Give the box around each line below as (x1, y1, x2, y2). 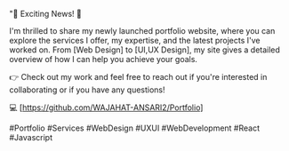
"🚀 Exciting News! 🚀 (9, 9, 82, 19)
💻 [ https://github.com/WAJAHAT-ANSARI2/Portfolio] (9, 102, 204, 113)
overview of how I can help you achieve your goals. (9, 54, 198, 64)
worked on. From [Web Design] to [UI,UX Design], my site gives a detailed (9, 44, 280, 55)
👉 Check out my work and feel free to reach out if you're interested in (9, 72, 268, 82)
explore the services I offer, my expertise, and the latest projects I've (9, 36, 261, 45)
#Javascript (9, 132, 53, 142)
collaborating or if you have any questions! (9, 84, 166, 95)
